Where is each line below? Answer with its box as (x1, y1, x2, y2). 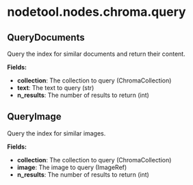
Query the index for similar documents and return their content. (7, 50, 186, 58)
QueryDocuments (7, 32, 85, 43)
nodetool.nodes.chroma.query (7, 4, 186, 20)
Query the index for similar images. (7, 129, 106, 138)
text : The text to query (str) (16, 84, 94, 91)
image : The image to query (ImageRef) (16, 163, 127, 171)
